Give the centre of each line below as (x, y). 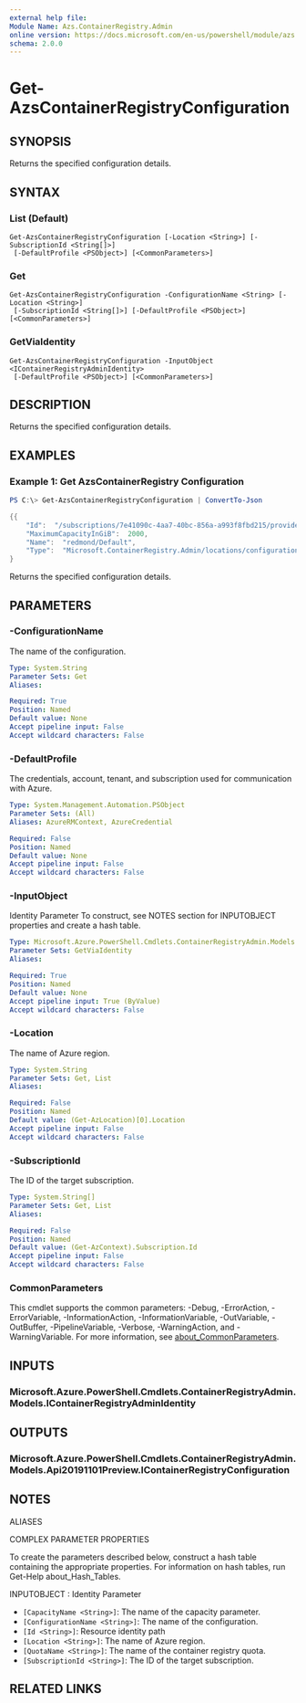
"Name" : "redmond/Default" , (81, 542)
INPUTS (32, 1366)
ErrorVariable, (36, 1318)
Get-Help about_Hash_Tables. (65, 1576)
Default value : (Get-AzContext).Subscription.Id (103, 1247)
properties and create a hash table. (75, 925)
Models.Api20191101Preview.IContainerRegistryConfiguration (150, 1469)
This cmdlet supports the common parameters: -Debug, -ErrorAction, (140, 1308)
